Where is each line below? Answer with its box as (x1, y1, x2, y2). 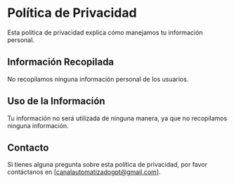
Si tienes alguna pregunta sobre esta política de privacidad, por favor (7, 160, 208, 169)
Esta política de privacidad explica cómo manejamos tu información (7, 28, 203, 37)
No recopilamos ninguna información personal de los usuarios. (7, 75, 189, 83)
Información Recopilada (7, 56, 115, 68)
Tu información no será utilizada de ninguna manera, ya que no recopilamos (7, 114, 228, 122)
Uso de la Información (7, 95, 105, 107)
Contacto (7, 141, 49, 153)
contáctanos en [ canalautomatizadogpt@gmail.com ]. (7, 168, 161, 177)
